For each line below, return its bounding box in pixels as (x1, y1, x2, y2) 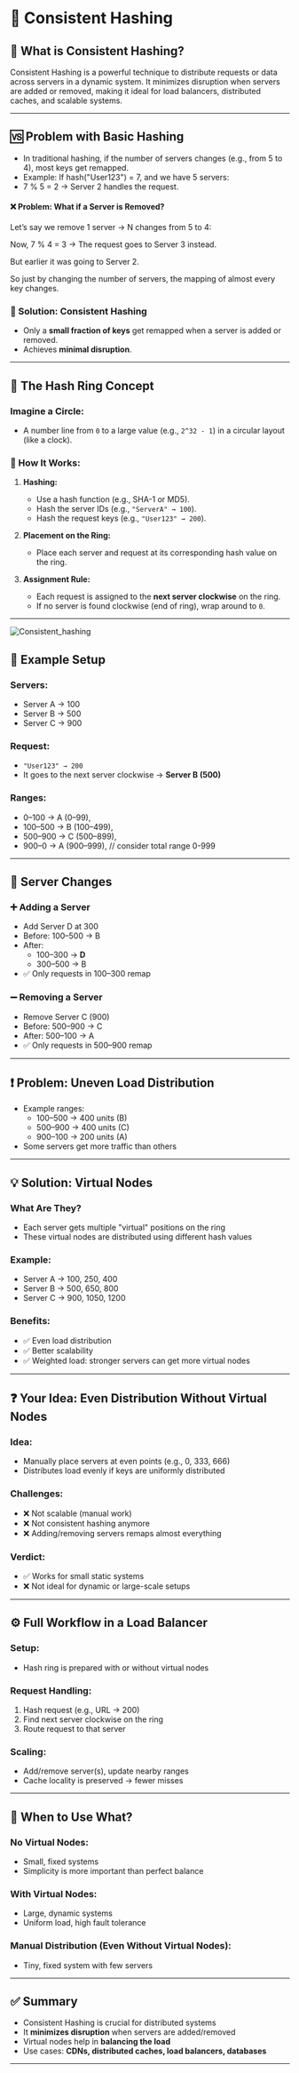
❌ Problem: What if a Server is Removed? (10, 202, 165, 212)
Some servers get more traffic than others (22, 1141, 177, 1152)
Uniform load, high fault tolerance (22, 1918, 146, 1928)
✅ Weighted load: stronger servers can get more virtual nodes (22, 1355, 251, 1366)
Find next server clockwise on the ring (22, 1714, 163, 1725)
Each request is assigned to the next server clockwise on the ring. (35, 591, 281, 602)
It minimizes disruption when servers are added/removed (22, 2027, 236, 2037)
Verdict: (10, 1551, 46, 1563)
